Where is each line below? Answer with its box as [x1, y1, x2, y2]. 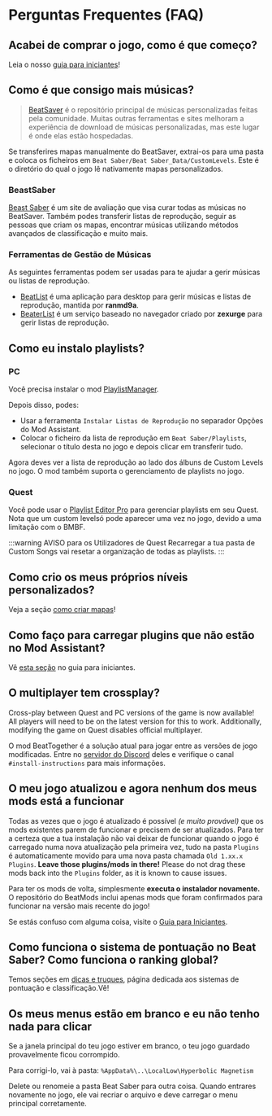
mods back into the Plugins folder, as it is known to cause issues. [8, 868, 227, 877]
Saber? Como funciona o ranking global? [8, 953, 219, 967]
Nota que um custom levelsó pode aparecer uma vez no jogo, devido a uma [8, 514, 262, 523]
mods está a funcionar [8, 794, 124, 808]
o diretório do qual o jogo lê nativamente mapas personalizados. [8, 164, 223, 173]
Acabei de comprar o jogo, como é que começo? [8, 38, 258, 52]
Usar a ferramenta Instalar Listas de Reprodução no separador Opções [19, 416, 264, 426]
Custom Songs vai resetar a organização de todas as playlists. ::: [8, 547, 225, 557]
